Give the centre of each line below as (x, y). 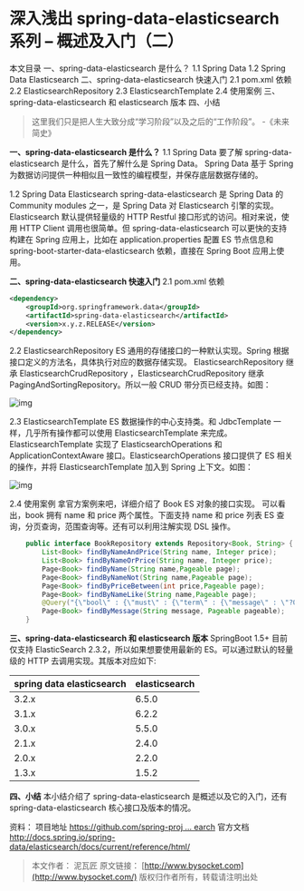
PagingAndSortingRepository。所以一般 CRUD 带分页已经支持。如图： (140, 385)
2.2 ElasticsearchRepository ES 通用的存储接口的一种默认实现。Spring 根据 (149, 351)
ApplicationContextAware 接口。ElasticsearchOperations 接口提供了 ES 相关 (151, 455)
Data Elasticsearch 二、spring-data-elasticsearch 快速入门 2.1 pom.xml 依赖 (151, 79)
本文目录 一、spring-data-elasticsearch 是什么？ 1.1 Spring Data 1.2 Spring (148, 68)
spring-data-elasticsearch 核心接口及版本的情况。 (103, 808)
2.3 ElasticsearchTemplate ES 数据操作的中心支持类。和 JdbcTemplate (140, 422)
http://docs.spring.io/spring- (62, 837)
